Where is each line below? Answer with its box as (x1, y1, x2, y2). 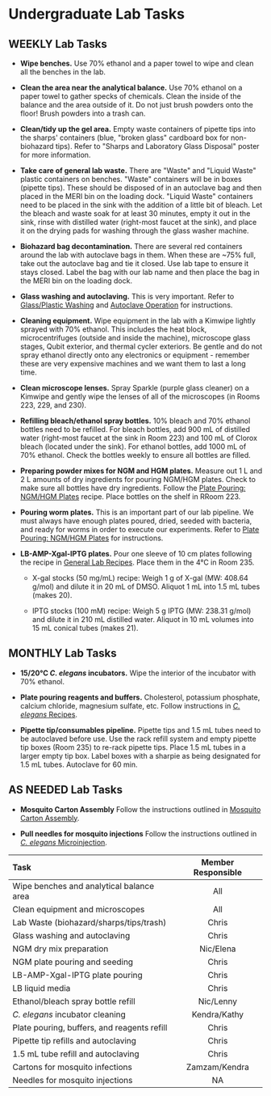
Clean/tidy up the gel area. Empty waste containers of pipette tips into (19, 125, 256, 133)
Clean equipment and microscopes (12, 903, 145, 915)
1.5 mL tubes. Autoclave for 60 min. (19, 760, 138, 769)
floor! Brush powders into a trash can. (19, 108, 146, 118)
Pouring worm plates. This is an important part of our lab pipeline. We (19, 507, 254, 517)
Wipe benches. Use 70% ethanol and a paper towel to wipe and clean (19, 58, 254, 68)
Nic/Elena (198, 943, 236, 954)
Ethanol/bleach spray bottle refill (12, 996, 135, 1007)
